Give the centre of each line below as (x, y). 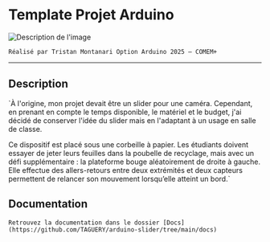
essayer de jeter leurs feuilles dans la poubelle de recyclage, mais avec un (131, 153)
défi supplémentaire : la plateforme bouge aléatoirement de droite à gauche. (135, 162)
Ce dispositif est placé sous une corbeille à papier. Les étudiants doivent (129, 144)
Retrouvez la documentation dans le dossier (84, 223)
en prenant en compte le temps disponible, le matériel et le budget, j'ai (125, 112)
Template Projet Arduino (91, 15)
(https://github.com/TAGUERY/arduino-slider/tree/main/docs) (113, 230)
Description (38, 84)
